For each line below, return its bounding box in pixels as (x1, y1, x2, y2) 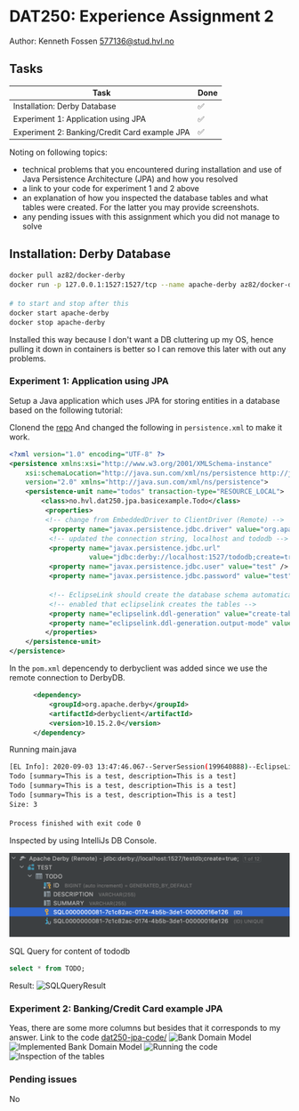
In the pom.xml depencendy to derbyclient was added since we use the (9, 663, 268, 673)
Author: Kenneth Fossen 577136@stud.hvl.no (9, 36, 175, 46)
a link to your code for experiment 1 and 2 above (21, 182, 200, 193)
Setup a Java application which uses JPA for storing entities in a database (9, 395, 280, 406)
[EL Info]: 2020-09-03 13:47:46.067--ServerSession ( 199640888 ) (9, 762, 249, 771)
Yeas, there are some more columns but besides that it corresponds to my (9, 1023, 281, 1034)
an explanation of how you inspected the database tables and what (21, 192, 269, 203)
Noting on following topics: (9, 147, 109, 157)
